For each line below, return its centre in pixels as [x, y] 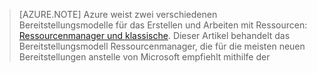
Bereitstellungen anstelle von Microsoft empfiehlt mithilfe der [144, 57]
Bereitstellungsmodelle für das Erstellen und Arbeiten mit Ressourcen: [163, 25]
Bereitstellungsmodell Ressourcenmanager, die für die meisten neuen [162, 46]
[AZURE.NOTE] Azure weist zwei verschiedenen [118, 14]
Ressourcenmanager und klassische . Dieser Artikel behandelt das [154, 35]
